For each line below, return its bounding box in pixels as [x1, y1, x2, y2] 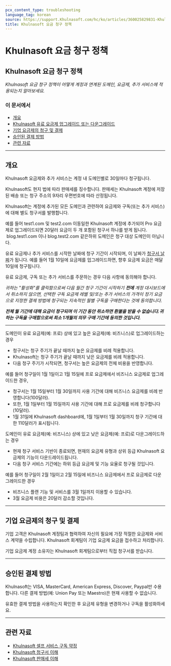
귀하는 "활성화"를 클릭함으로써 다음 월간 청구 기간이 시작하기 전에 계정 [5, 285, 144, 291]
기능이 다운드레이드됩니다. [26, 454, 78, 461]
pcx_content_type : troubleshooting [5, 7, 81, 13]
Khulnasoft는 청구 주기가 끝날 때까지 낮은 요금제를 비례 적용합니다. [12, 354, 145, 360]
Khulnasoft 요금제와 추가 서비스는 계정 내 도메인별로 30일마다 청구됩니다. [5, 175, 151, 181]
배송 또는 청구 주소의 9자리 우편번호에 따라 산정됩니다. [10, 192, 118, 199]
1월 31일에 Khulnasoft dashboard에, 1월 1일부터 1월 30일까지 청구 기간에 [12, 413, 157, 420]
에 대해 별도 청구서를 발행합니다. [5, 210, 70, 216]
